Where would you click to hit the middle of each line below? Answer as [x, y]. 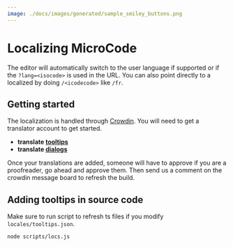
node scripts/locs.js [39, 237]
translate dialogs [42, 149]
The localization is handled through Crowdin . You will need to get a [103, 121]
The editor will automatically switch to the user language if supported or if [113, 68]
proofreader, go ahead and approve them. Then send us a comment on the [115, 170]
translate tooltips [43, 142]
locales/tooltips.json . [41, 224]
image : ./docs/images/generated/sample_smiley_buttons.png [95, 14]
